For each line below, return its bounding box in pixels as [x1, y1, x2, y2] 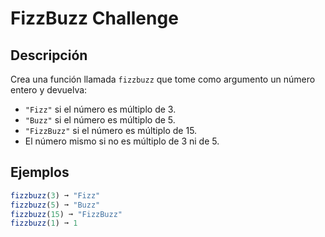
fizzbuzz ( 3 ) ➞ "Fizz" [10, 190, 101, 201]
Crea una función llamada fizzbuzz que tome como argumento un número [10, 73, 316, 85]
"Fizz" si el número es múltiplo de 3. [24, 103, 177, 115]
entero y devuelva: [10, 84, 88, 96]
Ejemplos [10, 164, 70, 181]
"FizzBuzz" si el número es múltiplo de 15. [24, 125, 198, 136]
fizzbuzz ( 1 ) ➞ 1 [10, 218, 78, 229]
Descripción [10, 47, 88, 64]
